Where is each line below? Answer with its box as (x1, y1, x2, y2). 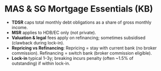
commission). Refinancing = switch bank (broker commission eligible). (11, 50, 152, 56)
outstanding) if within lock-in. (11, 60, 70, 66)
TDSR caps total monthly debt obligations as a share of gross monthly (11, 19, 152, 25)
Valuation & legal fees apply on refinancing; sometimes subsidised (11, 35, 146, 41)
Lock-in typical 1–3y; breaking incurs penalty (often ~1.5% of (11, 55, 134, 61)
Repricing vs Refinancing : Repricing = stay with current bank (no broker (11, 45, 157, 51)
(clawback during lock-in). (11, 40, 64, 45)
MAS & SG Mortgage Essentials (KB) (4, 3, 153, 14)
